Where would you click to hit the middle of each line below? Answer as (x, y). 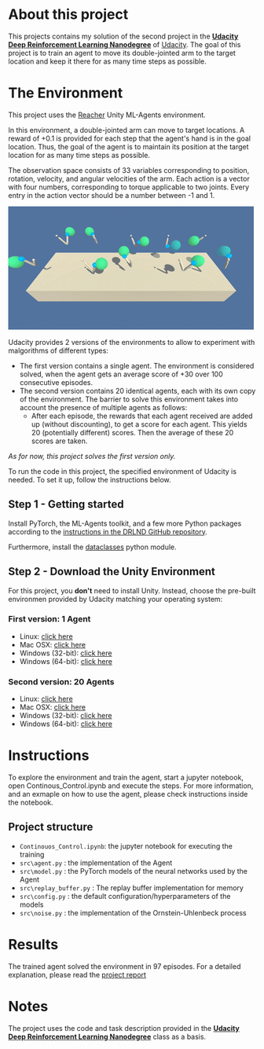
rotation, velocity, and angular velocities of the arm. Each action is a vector (129, 178)
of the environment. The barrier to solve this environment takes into (128, 399)
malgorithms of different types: (58, 350)
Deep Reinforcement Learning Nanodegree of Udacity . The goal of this (125, 44)
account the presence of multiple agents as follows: (103, 407)
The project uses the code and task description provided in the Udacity (124, 1028)
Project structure (51, 827)
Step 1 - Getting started (66, 504)
